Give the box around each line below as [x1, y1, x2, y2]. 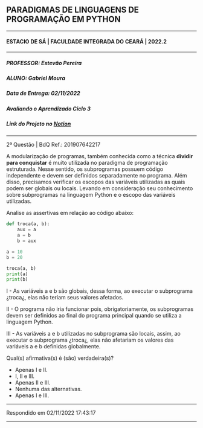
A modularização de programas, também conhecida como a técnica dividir [6, 153, 193, 160]
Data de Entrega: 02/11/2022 [6, 90, 80, 97]
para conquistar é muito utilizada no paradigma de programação [6, 159, 168, 167]
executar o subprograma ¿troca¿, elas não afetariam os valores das [6, 336, 174, 343]
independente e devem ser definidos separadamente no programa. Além [6, 172, 187, 179]
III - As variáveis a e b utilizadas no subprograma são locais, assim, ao [6, 330, 181, 337]
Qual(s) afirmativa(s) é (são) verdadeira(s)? [6, 354, 114, 362]
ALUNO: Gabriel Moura [6, 74, 65, 81]
